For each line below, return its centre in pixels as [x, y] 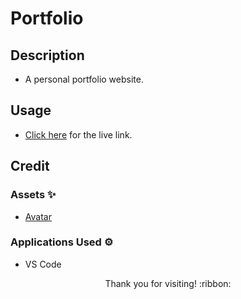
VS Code [43, 264]
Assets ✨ [33, 195]
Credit [30, 166]
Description [47, 55]
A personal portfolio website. [84, 79]
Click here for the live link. [78, 134]
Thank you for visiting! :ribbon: [168, 283]
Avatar [38, 216]
